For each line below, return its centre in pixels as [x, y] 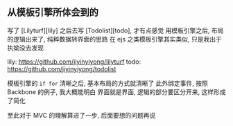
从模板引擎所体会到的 [53, 12]
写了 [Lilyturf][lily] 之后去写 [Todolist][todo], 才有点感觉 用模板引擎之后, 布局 [115, 30]
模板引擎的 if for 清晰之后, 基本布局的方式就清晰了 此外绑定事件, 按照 [107, 83]
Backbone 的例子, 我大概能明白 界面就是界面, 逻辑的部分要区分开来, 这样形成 [116, 91]
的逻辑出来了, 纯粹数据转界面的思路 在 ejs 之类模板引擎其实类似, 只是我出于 [114, 39]
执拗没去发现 [25, 48]
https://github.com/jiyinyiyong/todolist [62, 69]
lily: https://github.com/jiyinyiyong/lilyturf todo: [74, 62]
